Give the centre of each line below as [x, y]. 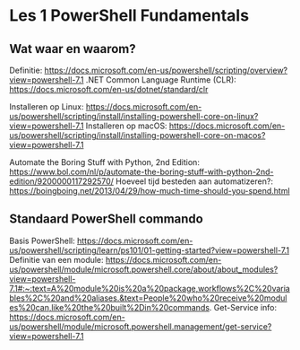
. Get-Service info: [243, 307]
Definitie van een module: [57, 259]
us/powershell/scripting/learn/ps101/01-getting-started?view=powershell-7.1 [149, 250]
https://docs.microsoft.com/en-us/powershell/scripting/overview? [166, 70]
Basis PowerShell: [43, 241]
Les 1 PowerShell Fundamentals [129, 16]
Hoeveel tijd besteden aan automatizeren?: [194, 181]
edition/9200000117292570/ [62, 181]
